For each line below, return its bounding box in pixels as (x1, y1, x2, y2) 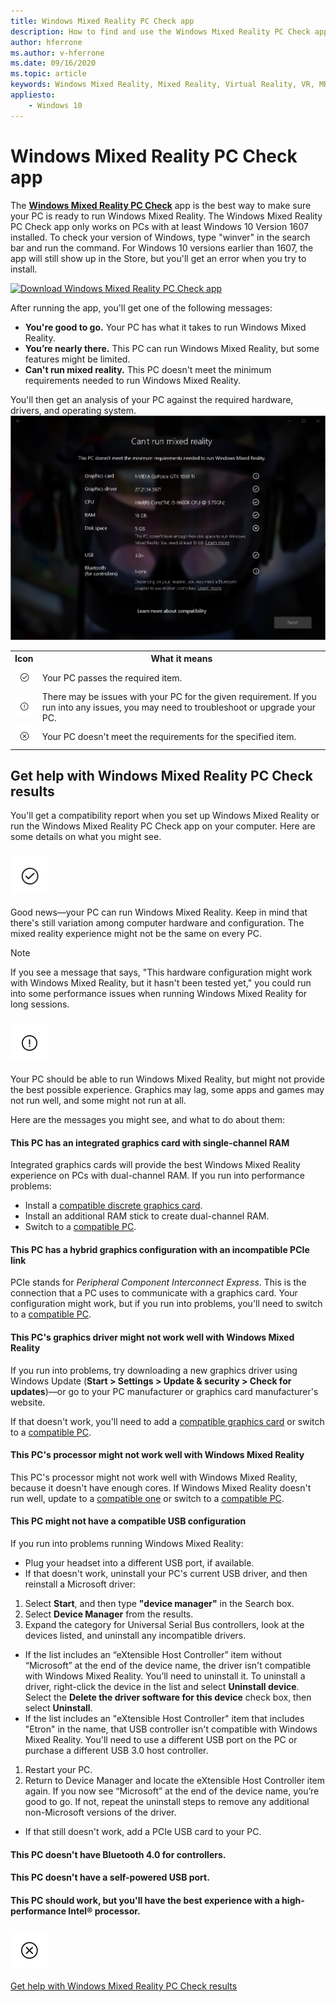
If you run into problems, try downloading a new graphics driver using (10, 1364, 298, 1376)
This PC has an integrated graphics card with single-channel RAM (10, 1136, 290, 1149)
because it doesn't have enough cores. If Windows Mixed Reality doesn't (10, 1481, 312, 1494)
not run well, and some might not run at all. (10, 1094, 187, 1106)
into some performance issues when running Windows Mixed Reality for (10, 987, 308, 999)
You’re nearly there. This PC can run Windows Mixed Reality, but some (24, 342, 320, 354)
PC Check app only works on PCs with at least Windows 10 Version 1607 (10, 220, 309, 232)
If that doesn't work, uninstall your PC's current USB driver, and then (24, 1567, 308, 1579)
